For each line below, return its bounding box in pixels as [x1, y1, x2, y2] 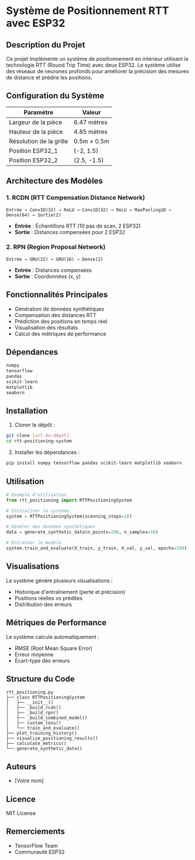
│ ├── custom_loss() [6, 720, 61, 726]
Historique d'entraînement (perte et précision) [14, 588, 126, 595]
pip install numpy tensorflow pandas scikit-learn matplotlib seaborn [6, 460, 182, 466]
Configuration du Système [6, 91, 104, 101]
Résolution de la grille [9, 137, 69, 145]
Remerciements [6, 827, 66, 837]
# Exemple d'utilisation [6, 491, 67, 498]
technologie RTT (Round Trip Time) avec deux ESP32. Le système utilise [6, 61, 181, 68]
